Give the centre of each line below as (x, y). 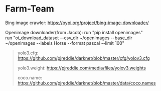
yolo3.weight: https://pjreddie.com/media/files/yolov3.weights (82, 68)
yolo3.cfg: (28, 53)
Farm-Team (30, 9)
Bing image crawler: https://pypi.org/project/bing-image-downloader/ (77, 23)
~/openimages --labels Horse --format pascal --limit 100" (65, 43)
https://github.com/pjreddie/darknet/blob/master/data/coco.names (87, 83)
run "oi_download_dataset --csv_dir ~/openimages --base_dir (69, 38)
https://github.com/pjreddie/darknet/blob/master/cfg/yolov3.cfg (84, 58)
